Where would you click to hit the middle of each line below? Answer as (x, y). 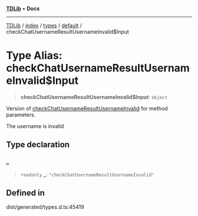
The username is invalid (35, 126)
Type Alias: (34, 56)
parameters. (21, 114)
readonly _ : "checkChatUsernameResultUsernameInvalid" (88, 174)
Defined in (26, 193)
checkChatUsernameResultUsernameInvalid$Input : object (94, 97)
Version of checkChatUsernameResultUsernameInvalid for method (87, 108)
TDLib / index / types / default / (44, 25)
